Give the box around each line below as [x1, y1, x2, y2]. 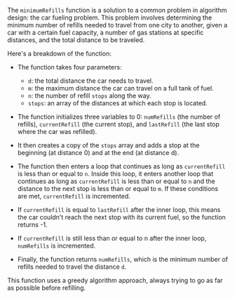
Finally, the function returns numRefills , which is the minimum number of [17, 255, 229, 263]
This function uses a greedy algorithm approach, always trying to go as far [7, 277, 223, 284]
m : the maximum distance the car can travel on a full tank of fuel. [27, 84, 214, 92]
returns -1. [17, 220, 48, 229]
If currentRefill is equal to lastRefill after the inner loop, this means [17, 206, 221, 213]
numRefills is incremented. [17, 241, 96, 250]
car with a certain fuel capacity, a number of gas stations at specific [7, 28, 204, 36]
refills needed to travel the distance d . [17, 263, 127, 271]
